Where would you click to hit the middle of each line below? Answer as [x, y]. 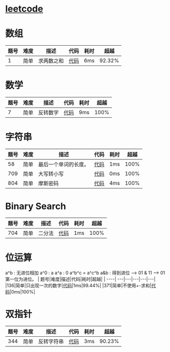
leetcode [24, 9]
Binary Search [36, 206]
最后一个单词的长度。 [64, 164]
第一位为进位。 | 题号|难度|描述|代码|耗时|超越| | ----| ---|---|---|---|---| [80, 279]
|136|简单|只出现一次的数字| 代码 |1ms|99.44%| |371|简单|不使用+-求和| [78, 285]
